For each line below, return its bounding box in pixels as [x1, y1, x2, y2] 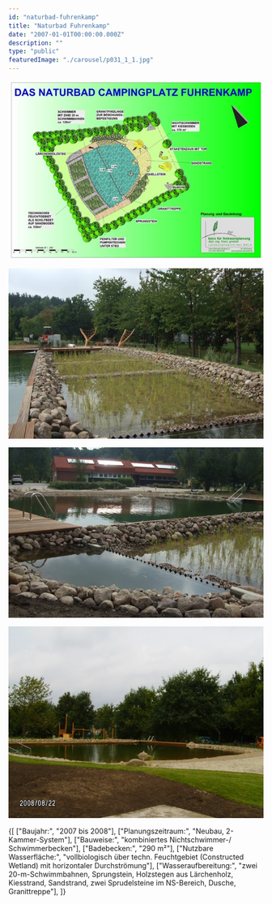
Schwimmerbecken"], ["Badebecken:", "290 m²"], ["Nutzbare [8, 844, 214, 854]
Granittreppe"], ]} [8, 887, 66, 897]
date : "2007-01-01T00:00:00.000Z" [8, 30, 125, 38]
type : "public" [8, 47, 60, 56]
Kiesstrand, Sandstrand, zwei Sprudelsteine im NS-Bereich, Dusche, [8, 878, 236, 888]
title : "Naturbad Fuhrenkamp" [8, 21, 111, 30]
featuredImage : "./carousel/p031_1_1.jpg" [8, 56, 154, 64]
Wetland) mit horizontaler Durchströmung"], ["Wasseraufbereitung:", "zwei [8, 861, 257, 871]
